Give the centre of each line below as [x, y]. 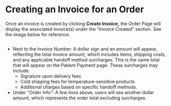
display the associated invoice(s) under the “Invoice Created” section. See [83, 29]
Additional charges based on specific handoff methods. [79, 87]
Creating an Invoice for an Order [75, 9]
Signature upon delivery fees [51, 76]
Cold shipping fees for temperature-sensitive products [78, 81]
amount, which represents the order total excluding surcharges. [79, 98]
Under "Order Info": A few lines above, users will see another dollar [83, 92]
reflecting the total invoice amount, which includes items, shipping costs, [89, 54]
